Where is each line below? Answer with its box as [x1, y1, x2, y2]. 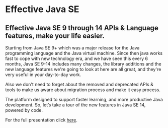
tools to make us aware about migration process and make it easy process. [5, 87, 161, 93]
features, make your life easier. [5, 31, 105, 40]
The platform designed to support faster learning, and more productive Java [5, 97, 163, 102]
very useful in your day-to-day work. [5, 72, 81, 78]
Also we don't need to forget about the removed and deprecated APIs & [5, 82, 153, 87]
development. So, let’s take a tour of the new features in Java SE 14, [5, 102, 146, 108]
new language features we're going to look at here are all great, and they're [5, 67, 161, 72]
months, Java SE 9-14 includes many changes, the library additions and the [5, 61, 162, 67]
